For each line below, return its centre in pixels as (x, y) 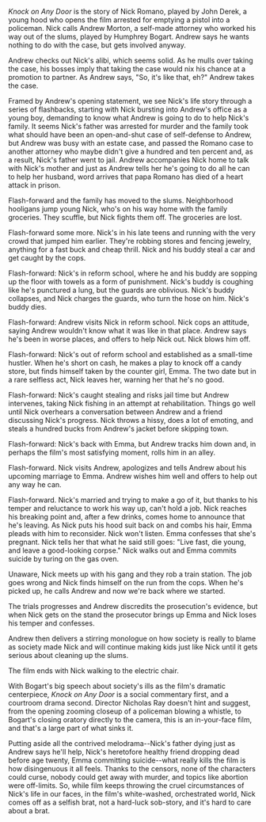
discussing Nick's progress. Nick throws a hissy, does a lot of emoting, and (131, 420)
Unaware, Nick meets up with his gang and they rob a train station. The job (130, 574)
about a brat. (29, 811)
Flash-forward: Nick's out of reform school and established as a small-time (131, 354)
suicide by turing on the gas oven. (64, 559)
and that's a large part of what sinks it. (71, 728)
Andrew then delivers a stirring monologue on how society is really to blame (132, 638)
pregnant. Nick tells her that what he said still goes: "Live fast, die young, (127, 542)
